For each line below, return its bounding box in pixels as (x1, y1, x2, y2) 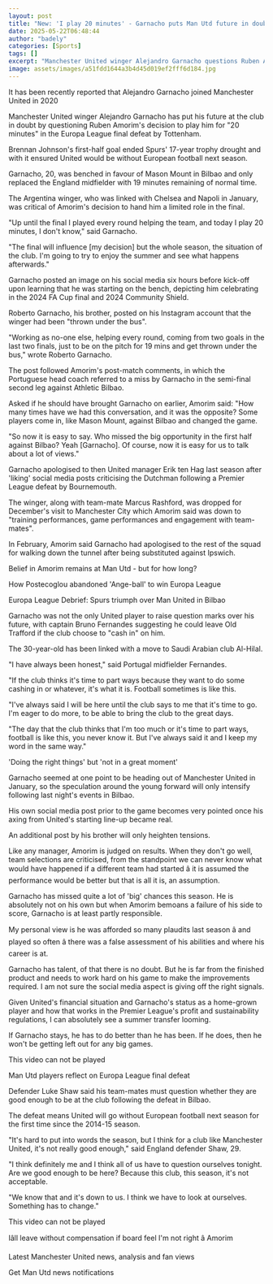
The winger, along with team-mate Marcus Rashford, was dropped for (8, 497, 242, 507)
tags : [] (8, 50, 38, 58)
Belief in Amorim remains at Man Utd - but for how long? (8, 563, 197, 573)
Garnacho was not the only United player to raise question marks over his (8, 610, 254, 620)
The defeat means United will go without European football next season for (8, 1110, 260, 1120)
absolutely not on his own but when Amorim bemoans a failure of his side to (8, 900, 262, 909)
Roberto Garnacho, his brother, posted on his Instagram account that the (8, 308, 252, 318)
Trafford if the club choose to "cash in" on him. (8, 627, 166, 638)
